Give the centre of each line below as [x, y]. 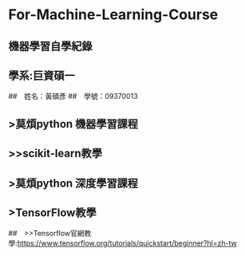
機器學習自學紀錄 [50, 46]
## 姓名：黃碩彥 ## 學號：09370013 [73, 96]
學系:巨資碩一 [42, 75]
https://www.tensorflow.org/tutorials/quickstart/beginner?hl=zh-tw [127, 243]
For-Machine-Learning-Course [113, 15]
